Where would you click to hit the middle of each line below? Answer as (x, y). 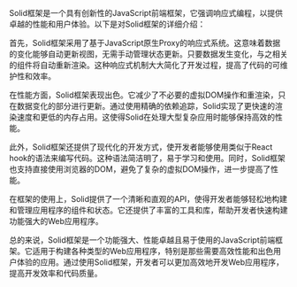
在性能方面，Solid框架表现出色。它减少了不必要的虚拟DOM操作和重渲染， (144, 95)
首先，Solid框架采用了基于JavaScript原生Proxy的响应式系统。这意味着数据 (145, 43)
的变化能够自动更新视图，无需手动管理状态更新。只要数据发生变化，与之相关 (148, 54)
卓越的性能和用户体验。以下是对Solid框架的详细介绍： (107, 24)
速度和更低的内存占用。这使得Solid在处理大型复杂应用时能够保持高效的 (146, 117)
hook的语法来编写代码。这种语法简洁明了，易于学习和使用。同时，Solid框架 (147, 158)
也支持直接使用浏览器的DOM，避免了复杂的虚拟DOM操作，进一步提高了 (140, 169)
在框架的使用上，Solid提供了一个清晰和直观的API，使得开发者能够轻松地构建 (148, 199)
